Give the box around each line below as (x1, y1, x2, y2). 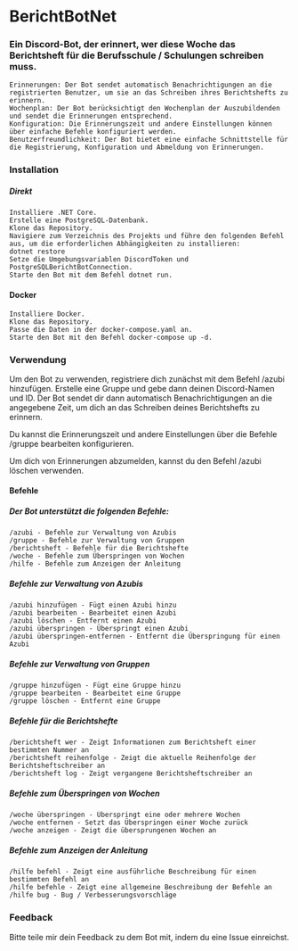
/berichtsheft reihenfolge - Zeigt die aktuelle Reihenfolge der (9, 754, 256, 763)
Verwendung (9, 353, 67, 366)
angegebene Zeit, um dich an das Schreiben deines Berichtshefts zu (9, 401, 260, 412)
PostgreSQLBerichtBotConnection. (9, 263, 133, 272)
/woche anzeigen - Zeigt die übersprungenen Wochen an (9, 826, 217, 835)
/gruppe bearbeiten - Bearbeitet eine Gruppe (9, 689, 181, 698)
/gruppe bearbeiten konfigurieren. (9, 438, 134, 449)
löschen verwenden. (9, 465, 85, 475)
